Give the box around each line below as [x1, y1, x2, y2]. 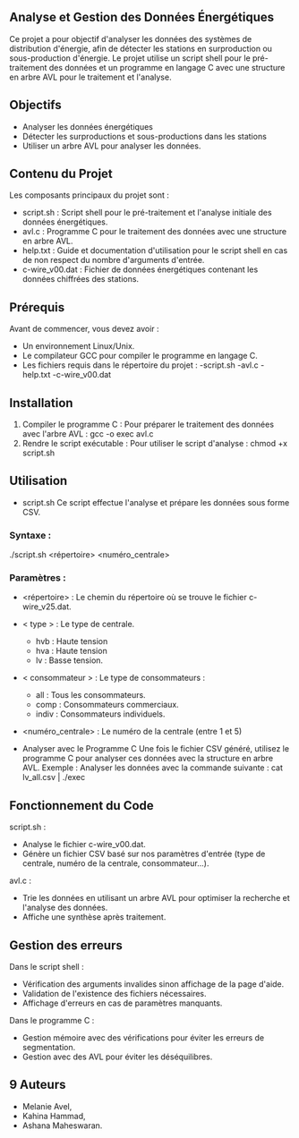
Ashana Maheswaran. [21, 1120, 103, 1131]
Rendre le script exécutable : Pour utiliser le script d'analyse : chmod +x [21, 438, 288, 449]
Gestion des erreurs [9, 938, 123, 953]
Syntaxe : [9, 529, 52, 541]
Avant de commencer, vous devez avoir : [9, 324, 159, 335]
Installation [9, 395, 73, 411]
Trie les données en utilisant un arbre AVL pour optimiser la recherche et [21, 893, 290, 904]
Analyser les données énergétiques [21, 121, 154, 132]
